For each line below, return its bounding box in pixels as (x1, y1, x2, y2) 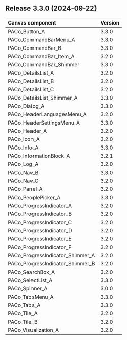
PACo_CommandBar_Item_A (8, 53, 75, 60)
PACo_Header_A (8, 127, 47, 134)
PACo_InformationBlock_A (8, 152, 70, 159)
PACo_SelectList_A (8, 277, 53, 284)
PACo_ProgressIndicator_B (8, 210, 72, 217)
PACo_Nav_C (8, 177, 39, 184)
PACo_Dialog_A (8, 102, 45, 109)
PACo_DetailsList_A (8, 69, 54, 76)
